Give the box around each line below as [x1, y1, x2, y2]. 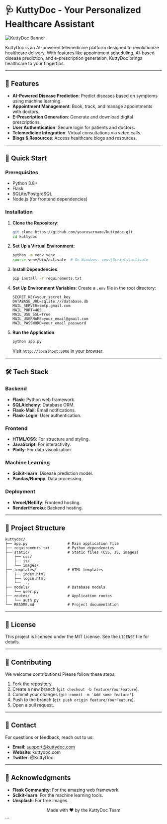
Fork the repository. [12, 681, 53, 687]
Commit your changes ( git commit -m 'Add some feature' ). [12, 692, 135, 697]
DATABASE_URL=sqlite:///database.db [12, 299, 88, 304]
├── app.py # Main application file [5, 541, 119, 546]
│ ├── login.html [5, 576, 46, 581]
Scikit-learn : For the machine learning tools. [12, 792, 103, 798]
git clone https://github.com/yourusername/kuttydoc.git [12, 229, 133, 234]
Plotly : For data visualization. [12, 446, 72, 452]
